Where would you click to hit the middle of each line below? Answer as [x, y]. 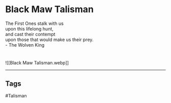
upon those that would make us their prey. [49, 40]
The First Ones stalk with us [34, 23]
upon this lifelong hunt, [29, 28]
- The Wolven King [25, 45]
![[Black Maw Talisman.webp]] [37, 63]
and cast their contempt [30, 34]
